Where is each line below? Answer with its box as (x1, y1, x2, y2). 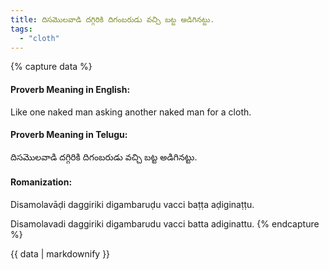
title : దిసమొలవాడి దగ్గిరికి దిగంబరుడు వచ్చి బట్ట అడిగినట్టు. (10, 14, 215, 25)
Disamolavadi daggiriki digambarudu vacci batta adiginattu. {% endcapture (10, 217, 320, 230)
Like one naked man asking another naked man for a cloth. (10, 106, 252, 118)
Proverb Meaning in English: (10, 83, 131, 95)
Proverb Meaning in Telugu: (10, 129, 128, 141)
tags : (10, 24, 33, 34)
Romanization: (10, 176, 73, 188)
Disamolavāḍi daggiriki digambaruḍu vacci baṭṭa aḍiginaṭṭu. (10, 198, 255, 210)
